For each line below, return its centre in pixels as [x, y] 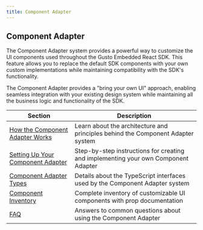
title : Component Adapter [39, 12]
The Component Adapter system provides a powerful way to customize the [100, 51]
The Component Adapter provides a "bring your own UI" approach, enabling [101, 88]
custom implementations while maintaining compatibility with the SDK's [95, 70]
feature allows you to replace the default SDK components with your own [97, 63]
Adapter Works [31, 138]
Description [134, 116]
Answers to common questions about [127, 211]
